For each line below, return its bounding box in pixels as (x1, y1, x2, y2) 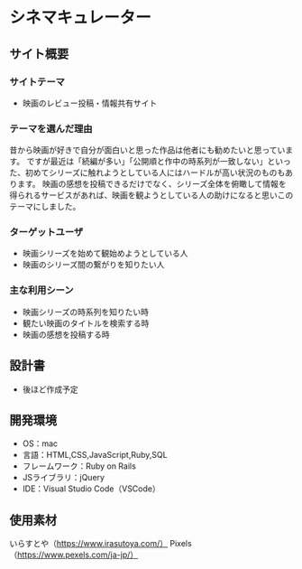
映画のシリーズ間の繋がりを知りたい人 (22, 259, 165, 270)
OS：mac (22, 438, 59, 449)
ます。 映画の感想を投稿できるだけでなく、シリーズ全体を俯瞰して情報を (16, 179, 287, 190)
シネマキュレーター (9, 7, 151, 28)
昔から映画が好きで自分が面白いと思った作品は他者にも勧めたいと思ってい (9, 145, 286, 155)
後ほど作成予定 (22, 384, 78, 395)
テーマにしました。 (9, 201, 81, 212)
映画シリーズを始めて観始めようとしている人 (22, 248, 188, 259)
